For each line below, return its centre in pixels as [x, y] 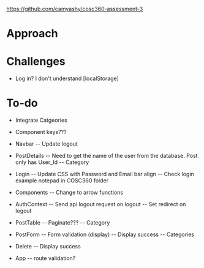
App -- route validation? [45, 258]
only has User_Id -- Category [52, 162]
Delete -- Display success [48, 247]
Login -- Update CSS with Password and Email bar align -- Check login [104, 174]
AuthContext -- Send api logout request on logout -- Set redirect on [100, 204]
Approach [32, 34]
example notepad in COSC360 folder [62, 181]
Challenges [36, 61]
